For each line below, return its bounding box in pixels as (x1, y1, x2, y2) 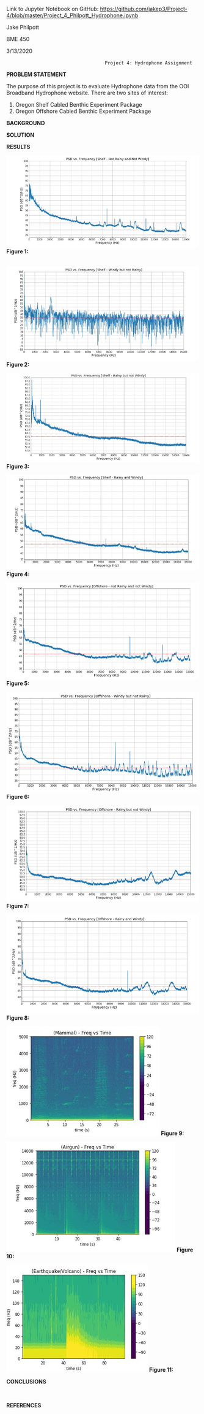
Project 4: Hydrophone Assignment (104, 60, 192, 66)
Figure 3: (6, 463, 30, 470)
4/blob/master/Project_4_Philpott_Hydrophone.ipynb (6, 12, 139, 19)
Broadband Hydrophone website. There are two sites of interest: (6, 89, 169, 96)
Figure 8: (6, 1014, 30, 1022)
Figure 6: (6, 793, 30, 800)
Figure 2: (6, 361, 30, 369)
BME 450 (6, 36, 30, 42)
